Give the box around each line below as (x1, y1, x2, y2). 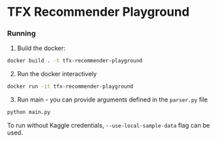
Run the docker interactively (16, 70, 98, 78)
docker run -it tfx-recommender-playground (7, 83, 134, 90)
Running (7, 29, 36, 38)
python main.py (7, 109, 51, 116)
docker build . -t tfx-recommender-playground (7, 58, 143, 64)
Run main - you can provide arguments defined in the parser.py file (16, 95, 208, 104)
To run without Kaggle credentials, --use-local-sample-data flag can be (7, 121, 211, 130)
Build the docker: (16, 44, 66, 52)
